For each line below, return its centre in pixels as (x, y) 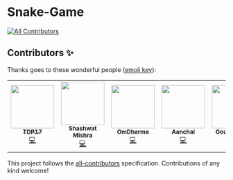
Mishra (83, 135)
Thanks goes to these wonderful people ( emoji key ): (82, 69)
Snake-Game (46, 12)
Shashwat (83, 128)
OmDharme (133, 132)
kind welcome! (28, 170)
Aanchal (183, 132)
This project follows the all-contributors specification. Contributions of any (114, 163)
